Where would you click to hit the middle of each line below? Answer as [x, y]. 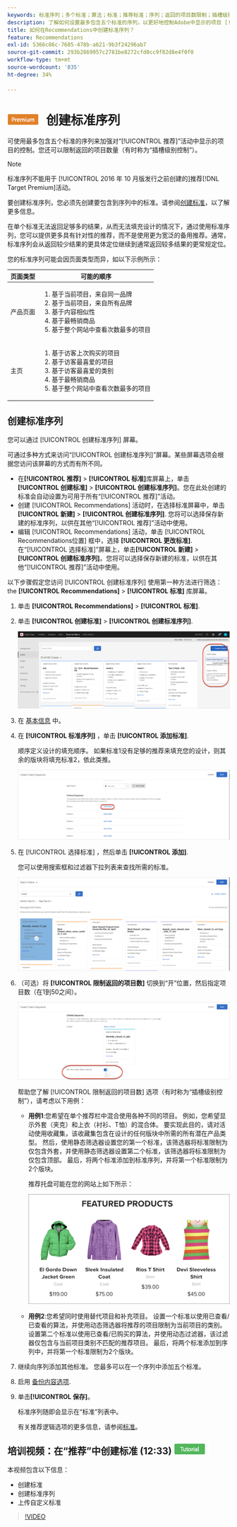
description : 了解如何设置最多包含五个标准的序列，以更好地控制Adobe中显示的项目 [115, 22]
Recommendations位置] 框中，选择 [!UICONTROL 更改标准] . [105, 540]
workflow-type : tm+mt [39, 60]
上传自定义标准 [39, 1502]
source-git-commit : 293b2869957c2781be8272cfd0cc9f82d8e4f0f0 [101, 52]
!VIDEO [35, 1516]
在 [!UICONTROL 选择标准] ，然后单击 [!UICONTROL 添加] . [103, 852]
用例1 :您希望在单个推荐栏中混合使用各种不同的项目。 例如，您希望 [124, 1116]
